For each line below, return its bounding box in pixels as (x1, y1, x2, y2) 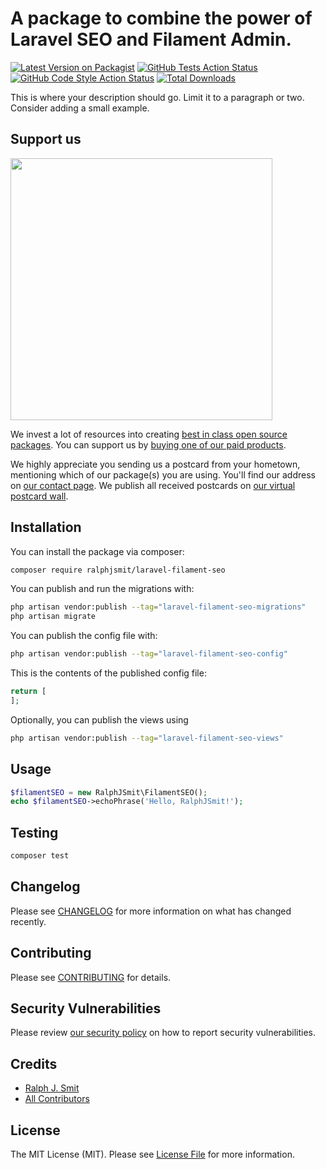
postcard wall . (10, 490, 69, 502)
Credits (10, 1055, 58, 1072)
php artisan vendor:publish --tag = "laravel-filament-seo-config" (10, 649, 288, 659)
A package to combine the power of (10, 7, 313, 30)
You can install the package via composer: (10, 545, 185, 557)
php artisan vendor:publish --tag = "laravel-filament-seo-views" (10, 733, 284, 743)
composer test (10, 851, 70, 861)
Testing (10, 824, 59, 841)
